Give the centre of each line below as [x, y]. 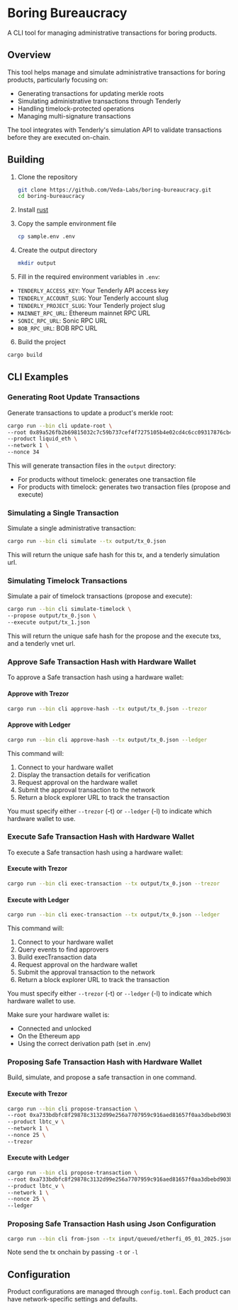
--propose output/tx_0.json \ [52, 616]
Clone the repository [47, 177]
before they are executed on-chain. [59, 137]
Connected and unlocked [55, 1028]
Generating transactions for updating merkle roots [91, 93]
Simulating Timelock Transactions [67, 581]
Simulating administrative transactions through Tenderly [99, 101]
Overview [29, 55]
